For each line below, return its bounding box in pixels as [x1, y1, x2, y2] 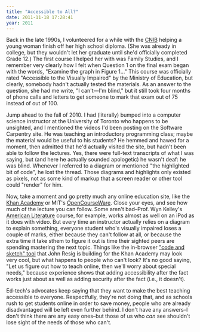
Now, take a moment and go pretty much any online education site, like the [6, 193, 190, 200]
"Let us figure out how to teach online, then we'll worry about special [6, 263, 176, 270]
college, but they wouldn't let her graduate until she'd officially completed [6, 49, 187, 56]
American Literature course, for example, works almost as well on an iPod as [6, 212, 195, 219]
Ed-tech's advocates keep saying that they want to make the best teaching [6, 287, 190, 294]
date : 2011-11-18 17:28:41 [6, 14, 73, 20]
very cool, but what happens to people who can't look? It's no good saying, [6, 257, 192, 264]
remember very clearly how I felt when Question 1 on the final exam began [6, 62, 189, 69]
